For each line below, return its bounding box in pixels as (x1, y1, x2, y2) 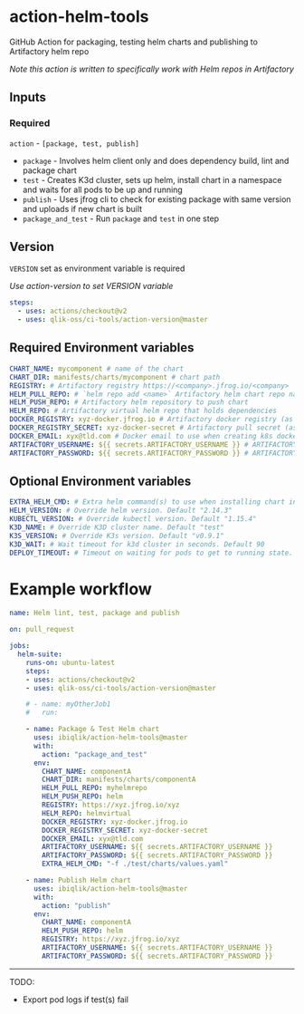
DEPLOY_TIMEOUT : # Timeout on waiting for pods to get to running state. (9, 548, 294, 557)
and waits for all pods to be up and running (22, 184, 183, 195)
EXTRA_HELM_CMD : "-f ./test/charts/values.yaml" (42, 859, 229, 869)
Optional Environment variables (9, 473, 192, 488)
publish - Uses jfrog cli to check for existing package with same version (22, 193, 291, 205)
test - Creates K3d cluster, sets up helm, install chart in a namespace (22, 174, 282, 185)
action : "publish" (42, 901, 111, 910)
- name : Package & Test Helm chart (25, 725, 160, 734)
